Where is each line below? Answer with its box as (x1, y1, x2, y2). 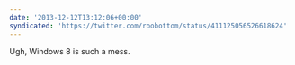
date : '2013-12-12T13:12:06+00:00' (9, 12, 143, 22)
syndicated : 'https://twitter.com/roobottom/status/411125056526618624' (9, 21, 288, 30)
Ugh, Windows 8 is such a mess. (9, 45, 130, 56)
